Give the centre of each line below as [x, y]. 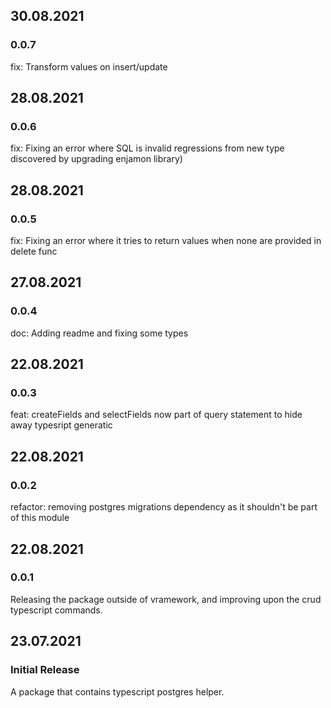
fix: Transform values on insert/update [89, 66]
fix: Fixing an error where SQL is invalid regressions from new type [147, 148]
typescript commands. [56, 610]
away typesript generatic [61, 425]
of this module [40, 518]
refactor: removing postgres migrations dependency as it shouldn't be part [164, 507]
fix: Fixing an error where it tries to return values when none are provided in [166, 241]
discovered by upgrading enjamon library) [96, 159]
